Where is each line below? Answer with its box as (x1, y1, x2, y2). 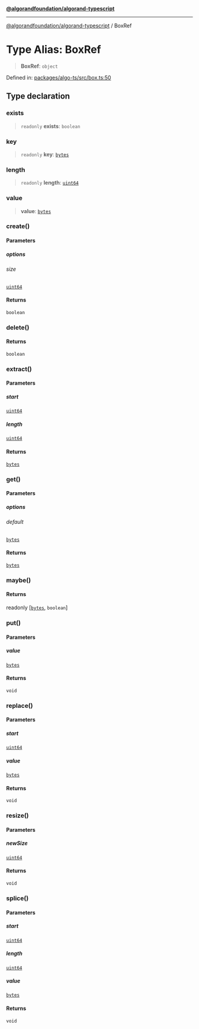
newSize (6, 840, 28, 847)
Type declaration (6, 91, 70, 102)
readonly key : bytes (20, 151, 69, 158)
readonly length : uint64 (20, 179, 79, 186)
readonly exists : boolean (20, 122, 81, 129)
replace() (6, 701, 33, 710)
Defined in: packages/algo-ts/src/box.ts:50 (6, 74, 111, 81)
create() (6, 222, 30, 230)
